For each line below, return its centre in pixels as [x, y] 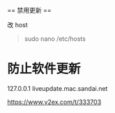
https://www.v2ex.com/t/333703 [54, 102]
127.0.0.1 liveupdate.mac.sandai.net [58, 88]
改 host [17, 25]
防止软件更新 [44, 69]
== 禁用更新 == [29, 10]
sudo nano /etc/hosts [55, 39]
